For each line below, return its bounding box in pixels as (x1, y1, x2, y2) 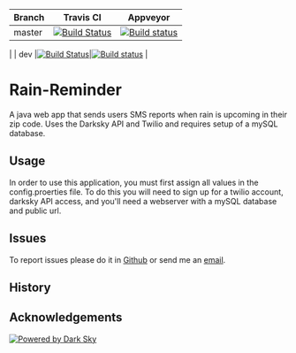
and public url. (9, 205, 62, 216)
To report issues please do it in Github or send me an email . (9, 254, 226, 265)
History (9, 280, 51, 295)
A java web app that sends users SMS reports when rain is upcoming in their (9, 109, 287, 119)
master (13, 27, 42, 38)
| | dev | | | (9, 49, 148, 59)
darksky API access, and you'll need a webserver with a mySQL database (9, 196, 277, 206)
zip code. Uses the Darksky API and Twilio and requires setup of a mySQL (9, 119, 278, 129)
